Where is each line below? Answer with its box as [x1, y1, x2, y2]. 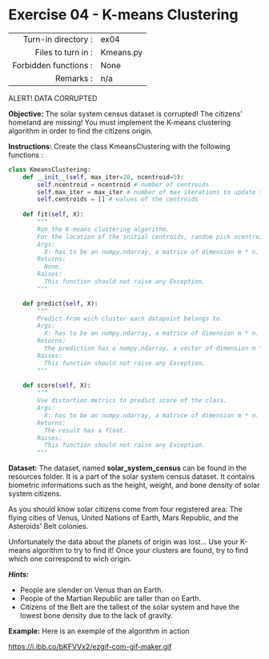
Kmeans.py [100, 47, 143, 58]
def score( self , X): [22, 381, 91, 390]
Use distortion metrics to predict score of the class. [37, 397, 227, 405]
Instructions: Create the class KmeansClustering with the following [8, 141, 231, 151]
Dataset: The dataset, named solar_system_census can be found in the [8, 463, 247, 473]
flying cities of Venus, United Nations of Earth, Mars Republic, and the [8, 513, 239, 523]
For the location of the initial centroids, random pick [37, 233, 231, 241]
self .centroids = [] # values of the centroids [37, 195, 199, 204]
